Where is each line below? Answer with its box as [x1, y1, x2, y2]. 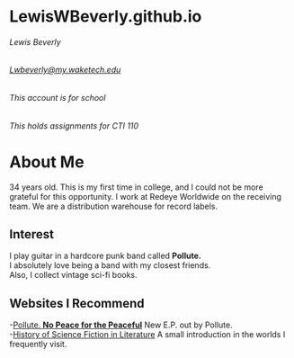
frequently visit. [9, 339, 67, 350]
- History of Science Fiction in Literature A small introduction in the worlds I [9, 329, 286, 340]
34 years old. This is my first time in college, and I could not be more [9, 182, 263, 192]
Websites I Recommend [9, 295, 145, 311]
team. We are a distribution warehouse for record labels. [9, 201, 218, 211]
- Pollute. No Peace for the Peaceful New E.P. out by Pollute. [9, 319, 233, 330]
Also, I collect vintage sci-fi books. [9, 270, 138, 281]
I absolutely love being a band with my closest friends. [9, 260, 211, 271]
